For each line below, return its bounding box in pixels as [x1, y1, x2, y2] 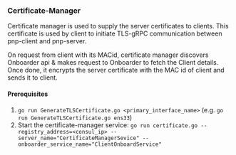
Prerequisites [7, 90, 48, 98]
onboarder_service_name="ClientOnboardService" [17, 141, 162, 148]
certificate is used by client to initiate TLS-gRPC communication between [7, 29, 222, 38]
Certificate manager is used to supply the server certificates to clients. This [7, 22, 230, 31]
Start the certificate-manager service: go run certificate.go [17, 120, 198, 129]
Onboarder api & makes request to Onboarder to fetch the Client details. [7, 58, 219, 67]
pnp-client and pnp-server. [7, 37, 87, 46]
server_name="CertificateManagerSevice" [17, 134, 140, 141]
